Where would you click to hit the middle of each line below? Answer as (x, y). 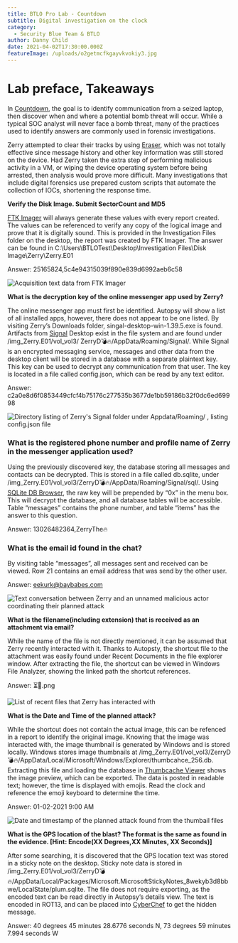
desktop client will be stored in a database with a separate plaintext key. (113, 359)
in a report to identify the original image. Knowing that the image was (108, 737)
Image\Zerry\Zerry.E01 (40, 255)
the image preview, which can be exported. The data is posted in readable (116, 778)
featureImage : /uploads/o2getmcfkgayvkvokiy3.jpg (82, 54)
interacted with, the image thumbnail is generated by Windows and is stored (119, 745)
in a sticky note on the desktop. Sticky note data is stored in (95, 863)
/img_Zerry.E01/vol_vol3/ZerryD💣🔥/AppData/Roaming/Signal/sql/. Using (113, 483)
